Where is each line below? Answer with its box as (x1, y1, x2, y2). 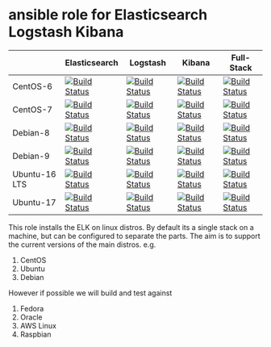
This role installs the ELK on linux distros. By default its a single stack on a (8, 222, 254, 232)
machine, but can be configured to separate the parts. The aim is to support (8, 231, 261, 240)
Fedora (19, 303, 44, 313)
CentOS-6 (12, 81, 52, 92)
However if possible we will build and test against (8, 288, 173, 298)
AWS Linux (19, 320, 56, 330)
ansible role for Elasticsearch (8, 6, 208, 24)
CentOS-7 (12, 103, 52, 115)
